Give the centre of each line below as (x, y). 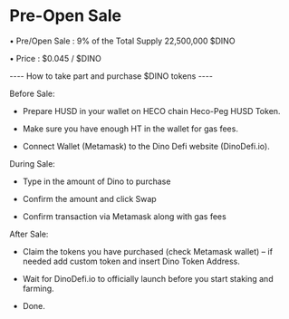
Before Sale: (33, 93)
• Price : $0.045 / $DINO (55, 58)
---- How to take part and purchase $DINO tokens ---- (111, 76)
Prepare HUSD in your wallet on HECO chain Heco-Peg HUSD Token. (151, 111)
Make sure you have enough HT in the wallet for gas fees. (130, 129)
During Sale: (33, 163)
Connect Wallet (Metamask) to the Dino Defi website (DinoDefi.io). (146, 146)
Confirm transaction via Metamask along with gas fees (124, 216)
